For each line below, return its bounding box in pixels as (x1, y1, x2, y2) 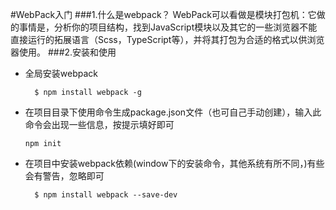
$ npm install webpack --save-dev (34, 190, 178, 200)
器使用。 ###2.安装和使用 (10, 46, 117, 58)
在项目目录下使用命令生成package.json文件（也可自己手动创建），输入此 (24, 106, 322, 118)
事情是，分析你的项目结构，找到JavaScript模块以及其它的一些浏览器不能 (18, 21, 318, 33)
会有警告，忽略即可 (24, 170, 105, 182)
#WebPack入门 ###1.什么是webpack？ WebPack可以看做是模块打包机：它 (10, 9, 317, 20)
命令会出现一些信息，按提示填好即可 (24, 119, 175, 130)
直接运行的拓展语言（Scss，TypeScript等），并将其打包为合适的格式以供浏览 (10, 34, 325, 45)
